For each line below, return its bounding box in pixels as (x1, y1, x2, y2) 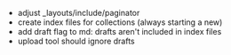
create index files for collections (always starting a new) (17, 17, 223, 27)
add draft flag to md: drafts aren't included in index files (17, 27, 222, 36)
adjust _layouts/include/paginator (17, 8, 140, 18)
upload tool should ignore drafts (17, 35, 135, 46)
